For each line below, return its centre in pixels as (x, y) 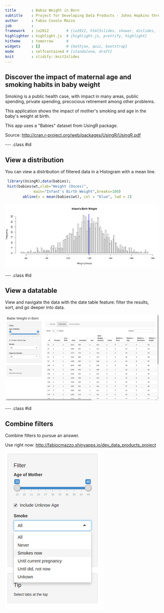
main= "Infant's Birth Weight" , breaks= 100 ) (77, 191)
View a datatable (31, 291)
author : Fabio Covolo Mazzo (40, 20)
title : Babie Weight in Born (42, 10)
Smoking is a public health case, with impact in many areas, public (72, 96)
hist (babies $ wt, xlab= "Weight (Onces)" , (48, 186)
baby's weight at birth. (28, 116)
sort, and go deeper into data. (35, 307)
